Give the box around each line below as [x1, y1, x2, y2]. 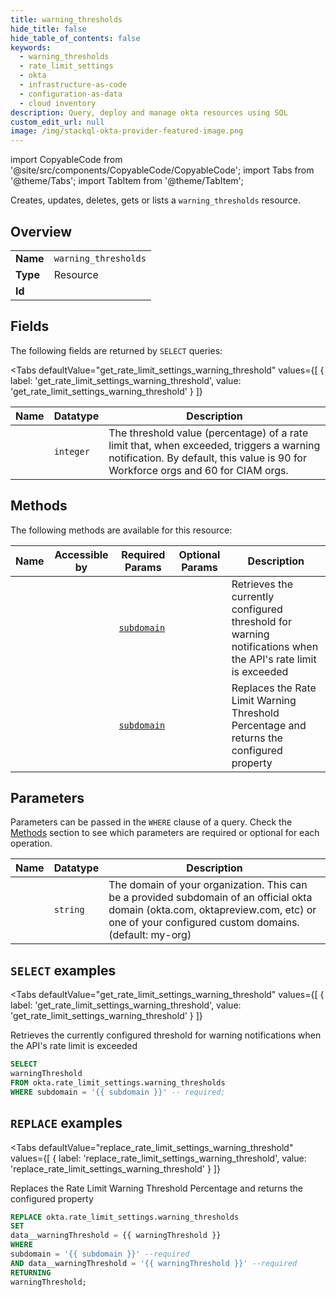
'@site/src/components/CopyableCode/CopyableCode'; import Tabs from [10, 164, 315, 176]
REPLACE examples [10, 1115, 123, 1132]
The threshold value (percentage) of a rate [108, 426, 309, 440]
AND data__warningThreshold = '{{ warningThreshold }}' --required [10, 1258, 298, 1268]
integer [53, 446, 90, 457]
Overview [10, 223, 73, 240]
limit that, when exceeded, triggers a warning [108, 438, 321, 452]
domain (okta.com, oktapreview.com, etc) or [108, 903, 317, 917]
